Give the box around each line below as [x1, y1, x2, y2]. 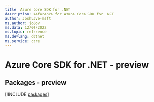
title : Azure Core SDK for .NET [5, 7, 70, 12]
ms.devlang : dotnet [5, 34, 45, 39]
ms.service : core [5, 39, 40, 44]
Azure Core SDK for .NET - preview [5, 59, 149, 70]
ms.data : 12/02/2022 [5, 25, 47, 30]
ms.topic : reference [5, 29, 47, 34]
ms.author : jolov [5, 20, 40, 26]
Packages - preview [5, 78, 67, 87]
